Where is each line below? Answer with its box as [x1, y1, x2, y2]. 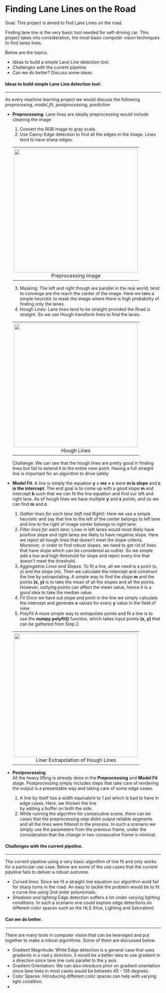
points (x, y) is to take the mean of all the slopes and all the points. [19, 579, 155, 585]
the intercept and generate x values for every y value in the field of [19, 600, 156, 606]
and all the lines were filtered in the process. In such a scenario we [19, 821, 156, 827]
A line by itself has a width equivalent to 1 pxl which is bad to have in [19, 795, 159, 801]
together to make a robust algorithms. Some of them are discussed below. [5, 937, 156, 943]
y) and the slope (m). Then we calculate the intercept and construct [19, 568, 157, 574]
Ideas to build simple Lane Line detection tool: [5, 81, 101, 87]
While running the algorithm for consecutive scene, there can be [19, 811, 151, 817]
